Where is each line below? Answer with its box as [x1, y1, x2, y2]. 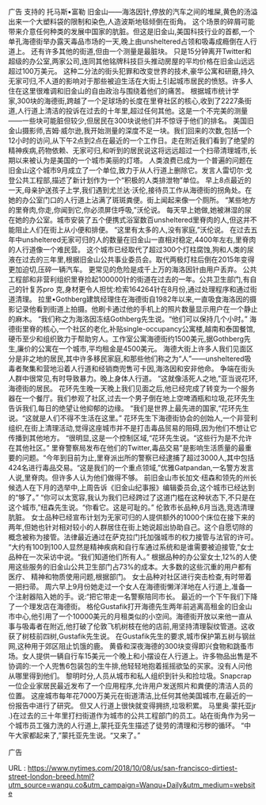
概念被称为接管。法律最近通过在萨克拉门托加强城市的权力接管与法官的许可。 [8, 532, 258, 542]
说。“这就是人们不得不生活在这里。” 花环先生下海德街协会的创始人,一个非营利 [8, 413, 258, 423]
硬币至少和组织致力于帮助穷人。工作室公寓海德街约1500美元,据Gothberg [8, 334, 244, 343]
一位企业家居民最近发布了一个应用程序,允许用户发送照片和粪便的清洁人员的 [8, 681, 253, 690]
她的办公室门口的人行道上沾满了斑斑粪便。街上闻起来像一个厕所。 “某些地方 [8, 195, 256, 205]
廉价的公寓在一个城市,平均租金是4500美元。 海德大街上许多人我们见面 [17, 344, 247, 353]
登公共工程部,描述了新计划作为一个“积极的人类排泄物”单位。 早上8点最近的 [8, 175, 252, 185]
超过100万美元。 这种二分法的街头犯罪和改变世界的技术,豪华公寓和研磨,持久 [8, 67, 255, 75]
